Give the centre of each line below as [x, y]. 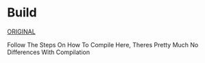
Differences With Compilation [49, 52]
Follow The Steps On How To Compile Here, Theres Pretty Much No [103, 45]
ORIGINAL [21, 32]
